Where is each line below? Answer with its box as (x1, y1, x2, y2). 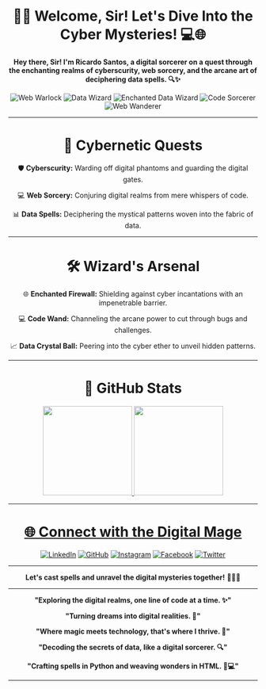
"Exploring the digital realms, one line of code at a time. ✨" (34, 595, 232, 605)
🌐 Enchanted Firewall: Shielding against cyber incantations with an (23, 289, 243, 298)
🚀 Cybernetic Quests (63, 136, 203, 155)
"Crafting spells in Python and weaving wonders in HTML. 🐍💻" (27, 661, 239, 671)
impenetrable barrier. (98, 297, 168, 308)
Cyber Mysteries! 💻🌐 (59, 25, 207, 44)
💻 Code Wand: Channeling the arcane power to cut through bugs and (18, 313, 248, 323)
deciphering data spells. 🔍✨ (85, 75, 181, 84)
